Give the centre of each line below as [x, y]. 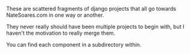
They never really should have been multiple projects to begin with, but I [95, 27]
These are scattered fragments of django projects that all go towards [91, 9]
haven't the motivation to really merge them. [61, 33]
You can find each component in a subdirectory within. [74, 45]
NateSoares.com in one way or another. [55, 15]
